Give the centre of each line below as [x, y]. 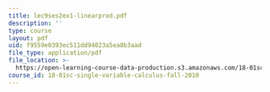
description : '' [35, 23]
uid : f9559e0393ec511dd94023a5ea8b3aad [75, 46]
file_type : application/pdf [55, 53]
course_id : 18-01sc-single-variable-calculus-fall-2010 [104, 75]
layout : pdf [28, 38]
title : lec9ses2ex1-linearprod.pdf [68, 16]
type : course [30, 30]
